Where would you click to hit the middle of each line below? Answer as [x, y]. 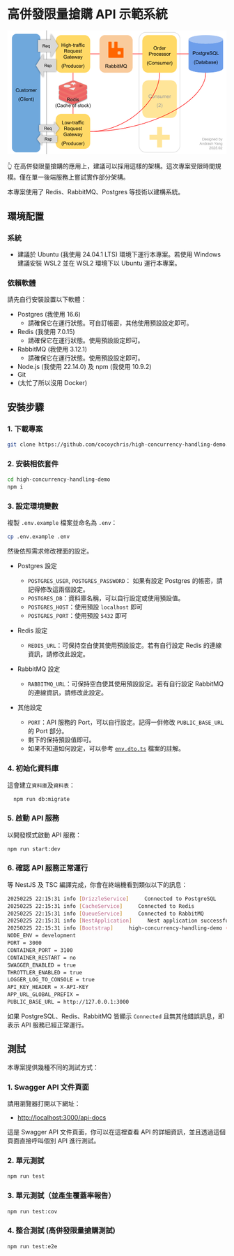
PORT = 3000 [24, 943]
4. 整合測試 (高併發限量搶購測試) [62, 1231]
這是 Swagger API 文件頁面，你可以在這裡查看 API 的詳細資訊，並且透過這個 [117, 1132]
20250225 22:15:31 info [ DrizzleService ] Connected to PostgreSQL [112, 899]
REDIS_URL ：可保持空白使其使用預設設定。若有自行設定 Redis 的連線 [125, 645]
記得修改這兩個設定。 [58, 590]
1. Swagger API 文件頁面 [48, 1087]
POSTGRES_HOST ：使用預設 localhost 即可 [85, 607]
